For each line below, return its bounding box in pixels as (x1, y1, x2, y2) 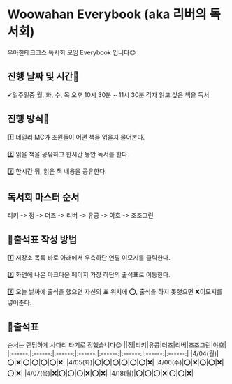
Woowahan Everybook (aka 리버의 (7, 6, 208, 22)
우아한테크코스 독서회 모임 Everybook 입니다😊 (7, 48, 136, 57)
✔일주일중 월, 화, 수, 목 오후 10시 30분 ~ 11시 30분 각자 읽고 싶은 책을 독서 (7, 90, 210, 98)
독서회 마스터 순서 (7, 191, 80, 203)
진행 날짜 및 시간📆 (7, 71, 79, 82)
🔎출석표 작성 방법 (7, 233, 77, 245)
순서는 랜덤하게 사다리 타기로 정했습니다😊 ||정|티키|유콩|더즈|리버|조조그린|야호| (7, 341, 227, 349)
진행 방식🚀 (7, 113, 50, 125)
